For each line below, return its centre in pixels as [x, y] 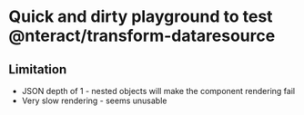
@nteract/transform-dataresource [142, 36]
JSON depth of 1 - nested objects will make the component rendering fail [158, 91]
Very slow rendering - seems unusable [94, 101]
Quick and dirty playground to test [141, 17]
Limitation [38, 69]
